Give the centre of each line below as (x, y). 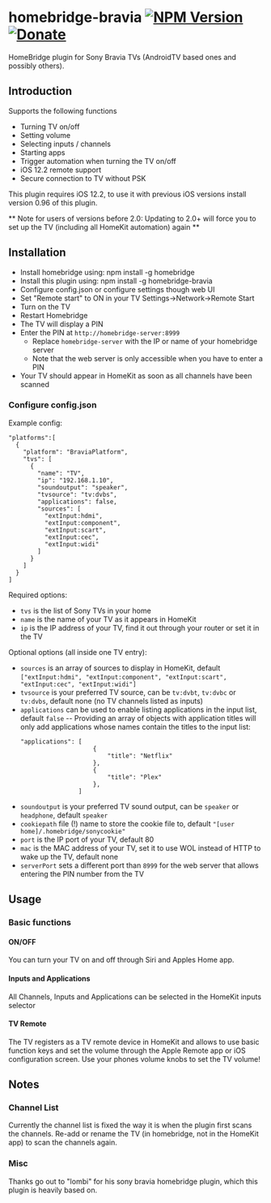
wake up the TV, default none (69, 856)
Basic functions (40, 923)
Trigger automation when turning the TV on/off (98, 161)
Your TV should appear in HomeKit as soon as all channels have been (136, 375)
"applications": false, (77, 502)
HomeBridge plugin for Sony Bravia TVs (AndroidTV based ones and (123, 57)
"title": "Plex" (134, 777)
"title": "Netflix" (140, 756)
